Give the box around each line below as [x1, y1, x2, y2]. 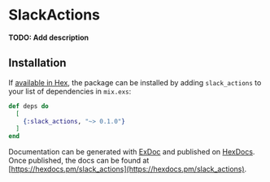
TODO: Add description [8, 32, 89, 42]
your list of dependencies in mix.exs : [8, 86, 132, 96]
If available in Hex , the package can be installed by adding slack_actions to [8, 77, 262, 87]
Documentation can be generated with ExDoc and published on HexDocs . [8, 147, 255, 157]
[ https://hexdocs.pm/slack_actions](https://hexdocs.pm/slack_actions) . [8, 164, 247, 174]
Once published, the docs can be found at [8, 156, 150, 166]
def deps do [8, 102, 49, 110]
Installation [8, 56, 67, 70]
